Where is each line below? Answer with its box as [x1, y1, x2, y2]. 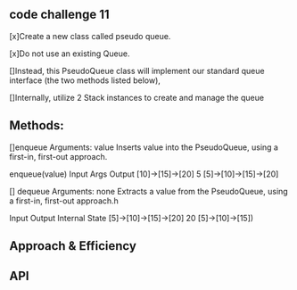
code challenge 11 [9, 7, 110, 22]
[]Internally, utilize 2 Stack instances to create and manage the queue [9, 92, 265, 103]
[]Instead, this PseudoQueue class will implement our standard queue [9, 65, 265, 76]
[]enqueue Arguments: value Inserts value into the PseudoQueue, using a [9, 142, 279, 153]
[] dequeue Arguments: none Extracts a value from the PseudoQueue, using [9, 186, 288, 196]
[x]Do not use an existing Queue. [9, 48, 130, 59]
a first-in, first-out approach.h [9, 195, 119, 206]
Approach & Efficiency [9, 238, 136, 253]
